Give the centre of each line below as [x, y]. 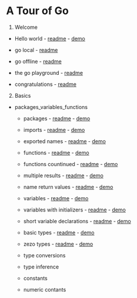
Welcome [26, 27]
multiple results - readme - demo [64, 176]
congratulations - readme [45, 84]
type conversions [44, 255]
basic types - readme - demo [59, 232]
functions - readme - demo [56, 153]
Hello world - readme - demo [50, 38]
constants [36, 278]
